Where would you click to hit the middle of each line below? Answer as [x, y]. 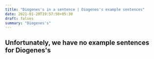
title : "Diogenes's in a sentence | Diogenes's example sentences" [75, 9]
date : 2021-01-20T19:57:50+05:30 [39, 14]
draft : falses [19, 18]
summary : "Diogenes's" [28, 23]
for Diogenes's [28, 50]
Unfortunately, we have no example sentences [77, 42]
